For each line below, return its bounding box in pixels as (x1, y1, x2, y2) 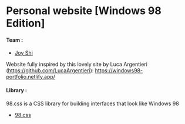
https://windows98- (95, 67, 143, 74)
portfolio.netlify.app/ (6, 73, 56, 81)
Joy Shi (14, 49, 33, 56)
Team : (6, 36, 23, 43)
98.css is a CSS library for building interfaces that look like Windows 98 (6, 100, 179, 107)
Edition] (6, 16, 45, 30)
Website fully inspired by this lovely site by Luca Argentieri (6, 61, 148, 68)
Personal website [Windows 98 (6, 4, 162, 18)
